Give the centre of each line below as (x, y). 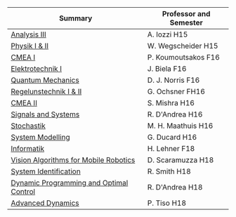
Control (23, 191)
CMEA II (24, 103)
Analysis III (29, 34)
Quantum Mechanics (45, 80)
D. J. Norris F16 (173, 80)
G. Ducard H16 (172, 137)
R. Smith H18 (169, 171)
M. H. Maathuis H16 (180, 126)
